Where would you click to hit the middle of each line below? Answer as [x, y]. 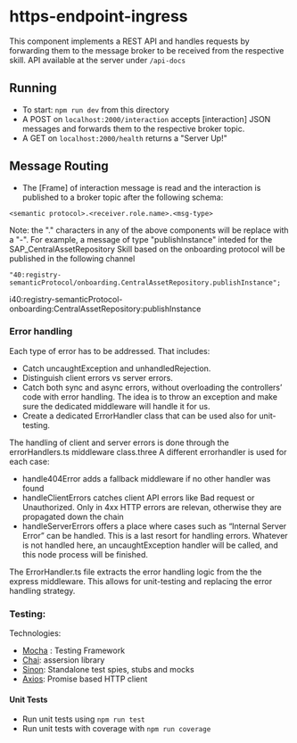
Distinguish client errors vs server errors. [98, 377]
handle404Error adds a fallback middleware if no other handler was [146, 478]
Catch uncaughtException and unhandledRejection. [116, 368]
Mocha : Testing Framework [74, 651]
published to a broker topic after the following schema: [123, 197]
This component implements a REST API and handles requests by [129, 41]
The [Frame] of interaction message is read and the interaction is [141, 187]
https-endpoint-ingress [99, 17]
